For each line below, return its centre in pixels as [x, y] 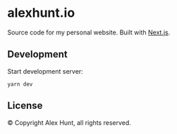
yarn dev [20, 84]
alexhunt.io [41, 13]
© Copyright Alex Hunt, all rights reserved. [69, 122]
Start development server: [45, 71]
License [25, 106]
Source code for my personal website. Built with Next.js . [89, 32]
